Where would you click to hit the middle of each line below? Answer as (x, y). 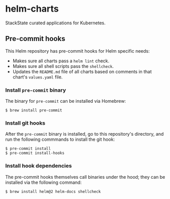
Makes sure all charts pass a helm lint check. (61, 61)
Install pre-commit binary (36, 90)
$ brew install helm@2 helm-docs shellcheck (53, 191)
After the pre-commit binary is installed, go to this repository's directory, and (84, 134)
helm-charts (32, 9)
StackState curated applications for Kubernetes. (55, 23)
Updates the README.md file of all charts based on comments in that (82, 71)
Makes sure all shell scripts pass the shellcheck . (63, 66)
